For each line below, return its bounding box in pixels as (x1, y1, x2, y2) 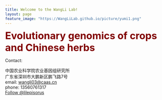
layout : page (5, 12, 32, 17)
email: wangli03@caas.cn (5, 79, 57, 85)
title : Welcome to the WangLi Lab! (5, 7, 78, 12)
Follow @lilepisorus (5, 90, 44, 96)
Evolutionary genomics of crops (5, 30, 157, 42)
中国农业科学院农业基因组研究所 (5, 68, 70, 74)
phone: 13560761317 (5, 84, 47, 90)
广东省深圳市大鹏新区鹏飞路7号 (5, 74, 68, 80)
